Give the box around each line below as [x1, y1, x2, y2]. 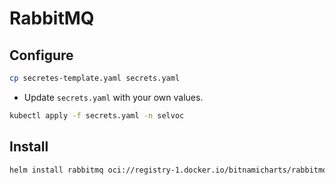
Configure [9, 47, 74, 64]
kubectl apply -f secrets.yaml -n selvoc [9, 110, 185, 121]
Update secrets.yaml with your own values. [23, 91, 204, 103]
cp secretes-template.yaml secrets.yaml [9, 73, 181, 83]
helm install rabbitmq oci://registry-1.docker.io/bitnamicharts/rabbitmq [9, 165, 328, 175]
